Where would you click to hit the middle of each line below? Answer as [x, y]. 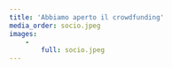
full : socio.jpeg [73, 50]
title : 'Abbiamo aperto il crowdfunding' [87, 17]
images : [23, 34]
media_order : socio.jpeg [55, 26]
